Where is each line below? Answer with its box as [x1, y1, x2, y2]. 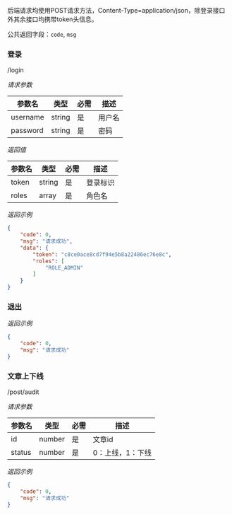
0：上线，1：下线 [92, 448, 152, 458]
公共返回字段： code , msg [7, 30, 77, 38]
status [11, 448, 32, 458]
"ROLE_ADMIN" [44, 264, 83, 271]
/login [7, 66, 25, 74]
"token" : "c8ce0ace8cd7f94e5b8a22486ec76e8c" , [32, 250, 172, 258]
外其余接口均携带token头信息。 [7, 15, 98, 23]
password [11, 126, 44, 136]
